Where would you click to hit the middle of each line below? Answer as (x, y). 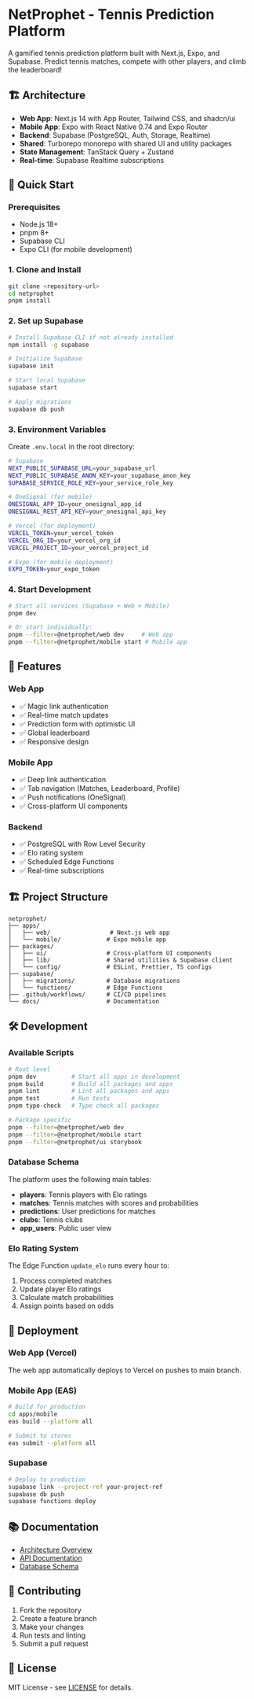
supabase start (33, 388)
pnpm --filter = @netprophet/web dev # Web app (91, 635)
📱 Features (35, 667)
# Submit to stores (40, 1435)
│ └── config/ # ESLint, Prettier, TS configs (110, 967)
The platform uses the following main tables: (80, 1179)
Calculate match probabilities (66, 1298)
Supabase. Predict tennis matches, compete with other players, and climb (127, 61)
